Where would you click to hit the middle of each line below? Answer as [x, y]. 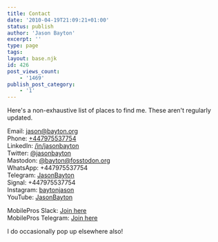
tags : [15, 53]
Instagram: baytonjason [41, 190]
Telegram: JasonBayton [41, 175]
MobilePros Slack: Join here [47, 211]
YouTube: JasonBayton [40, 197]
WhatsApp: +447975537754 [48, 168]
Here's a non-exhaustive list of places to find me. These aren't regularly [109, 111]
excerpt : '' [24, 39]
